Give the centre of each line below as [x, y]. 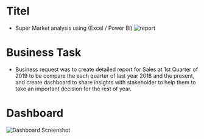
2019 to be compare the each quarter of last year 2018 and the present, [105, 76]
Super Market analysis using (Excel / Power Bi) [74, 28]
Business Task [44, 53]
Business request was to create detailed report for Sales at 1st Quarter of [107, 69]
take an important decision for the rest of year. [73, 89]
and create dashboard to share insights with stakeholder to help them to [105, 82]
